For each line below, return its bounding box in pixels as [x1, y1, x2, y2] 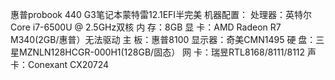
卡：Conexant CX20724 [10, 59, 110, 70]
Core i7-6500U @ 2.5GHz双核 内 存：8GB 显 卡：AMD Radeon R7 [10, 21, 282, 33]
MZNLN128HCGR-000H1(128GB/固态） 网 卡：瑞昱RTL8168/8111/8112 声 [18, 46, 317, 58]
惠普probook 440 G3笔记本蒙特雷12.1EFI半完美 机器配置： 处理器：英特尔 [10, 9, 313, 20]
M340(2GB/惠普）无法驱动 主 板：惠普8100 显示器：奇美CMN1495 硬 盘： [10, 34, 317, 45]
